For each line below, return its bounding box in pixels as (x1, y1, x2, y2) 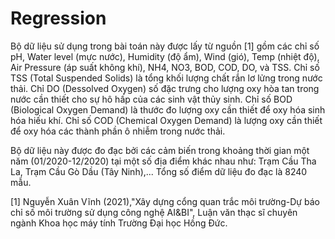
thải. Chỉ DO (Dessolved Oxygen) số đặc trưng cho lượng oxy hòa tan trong (10, 82, 320, 94)
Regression (10, 7, 107, 30)
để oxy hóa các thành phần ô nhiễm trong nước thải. (10, 125, 226, 137)
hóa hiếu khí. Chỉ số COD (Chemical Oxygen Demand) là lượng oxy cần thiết (10, 114, 323, 126)
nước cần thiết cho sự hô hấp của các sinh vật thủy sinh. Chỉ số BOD (10, 93, 293, 105)
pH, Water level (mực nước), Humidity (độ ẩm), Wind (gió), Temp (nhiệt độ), (10, 50, 320, 62)
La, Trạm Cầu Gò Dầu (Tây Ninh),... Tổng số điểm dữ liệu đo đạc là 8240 (10, 165, 308, 177)
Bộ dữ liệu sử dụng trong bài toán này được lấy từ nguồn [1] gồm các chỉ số (10, 40, 320, 52)
